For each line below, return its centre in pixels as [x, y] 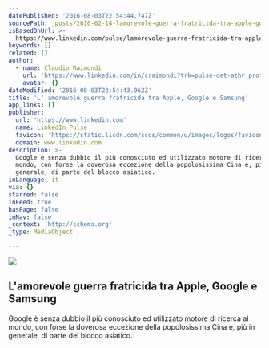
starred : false [34, 194]
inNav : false [30, 217]
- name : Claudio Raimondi [59, 68]
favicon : [30, 135]
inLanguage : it [34, 180]
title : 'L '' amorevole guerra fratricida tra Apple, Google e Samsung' [128, 98]
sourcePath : [28, 23]
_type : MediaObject [41, 232]
